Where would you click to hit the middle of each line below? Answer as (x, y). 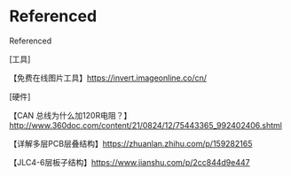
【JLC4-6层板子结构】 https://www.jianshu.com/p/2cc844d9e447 (130, 162)
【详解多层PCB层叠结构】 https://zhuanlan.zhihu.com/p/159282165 (131, 143)
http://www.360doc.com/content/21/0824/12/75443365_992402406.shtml (145, 125)
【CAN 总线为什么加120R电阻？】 (71, 115)
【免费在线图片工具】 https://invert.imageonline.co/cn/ (108, 78)
